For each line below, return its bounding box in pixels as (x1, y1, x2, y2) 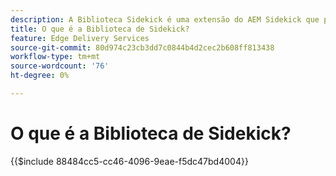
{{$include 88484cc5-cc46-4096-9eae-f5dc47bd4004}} (10, 155, 249, 167)
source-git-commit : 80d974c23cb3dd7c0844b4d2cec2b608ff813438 (10, 42, 275, 53)
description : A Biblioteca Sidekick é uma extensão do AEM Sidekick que (10, 14, 320, 25)
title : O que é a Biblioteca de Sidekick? (10, 24, 190, 34)
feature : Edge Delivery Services (10, 33, 150, 43)
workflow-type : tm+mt (10, 52, 101, 62)
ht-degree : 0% (10, 71, 70, 81)
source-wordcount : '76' (10, 61, 110, 71)
